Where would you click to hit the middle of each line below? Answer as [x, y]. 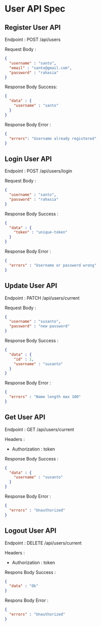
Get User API [25, 417]
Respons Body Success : [30, 572]
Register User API [33, 27]
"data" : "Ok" [24, 586]
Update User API [31, 286]
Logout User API [30, 531]
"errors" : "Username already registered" [53, 138]
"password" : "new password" [39, 326]
